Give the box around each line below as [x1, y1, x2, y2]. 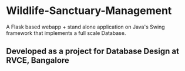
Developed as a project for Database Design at [6, 47, 179, 56]
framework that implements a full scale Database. [6, 29, 126, 36]
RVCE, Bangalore [6, 55, 69, 65]
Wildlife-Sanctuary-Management [6, 4, 172, 17]
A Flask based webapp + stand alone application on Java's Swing [6, 23, 166, 30]
